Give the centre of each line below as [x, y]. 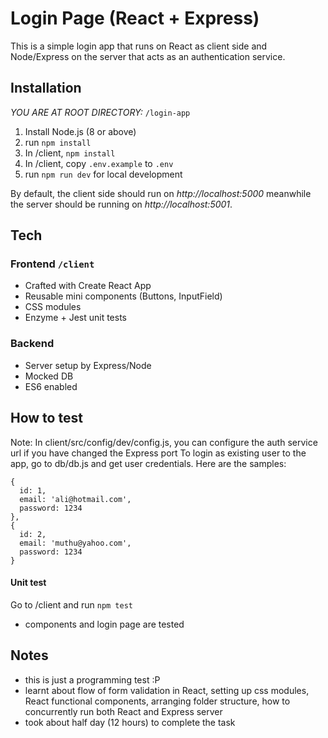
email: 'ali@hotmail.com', [75, 499]
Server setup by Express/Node [88, 365]
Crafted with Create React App [88, 286]
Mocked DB [49, 376]
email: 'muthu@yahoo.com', [75, 543]
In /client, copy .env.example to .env [99, 163]
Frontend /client [52, 264]
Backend [32, 344]
